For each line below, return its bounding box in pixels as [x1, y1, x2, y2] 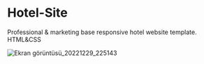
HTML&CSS [7, 35, 42, 43]
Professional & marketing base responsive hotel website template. [7, 28, 197, 36]
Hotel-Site [7, 5, 68, 21]
